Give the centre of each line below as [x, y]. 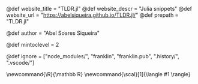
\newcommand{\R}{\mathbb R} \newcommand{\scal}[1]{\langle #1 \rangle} [98, 74]
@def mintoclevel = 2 [33, 45]
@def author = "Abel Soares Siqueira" [53, 33]
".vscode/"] [20, 63]
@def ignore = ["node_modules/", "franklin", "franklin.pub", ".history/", [93, 56]
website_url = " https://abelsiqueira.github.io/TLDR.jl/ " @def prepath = [92, 15]
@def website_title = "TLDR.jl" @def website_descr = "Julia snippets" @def [99, 9]
